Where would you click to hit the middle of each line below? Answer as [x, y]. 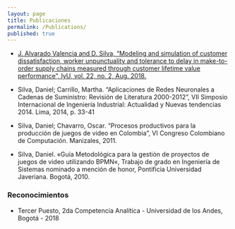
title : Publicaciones [39, 20]
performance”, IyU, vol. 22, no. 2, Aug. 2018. [82, 76]
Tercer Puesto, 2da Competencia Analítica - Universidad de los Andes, [120, 210]
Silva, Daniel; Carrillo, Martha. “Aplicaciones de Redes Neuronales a [116, 89]
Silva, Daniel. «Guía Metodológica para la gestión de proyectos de [113, 154]
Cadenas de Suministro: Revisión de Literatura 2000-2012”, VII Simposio [122, 97]
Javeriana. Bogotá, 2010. [54, 177]
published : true [31, 33]
